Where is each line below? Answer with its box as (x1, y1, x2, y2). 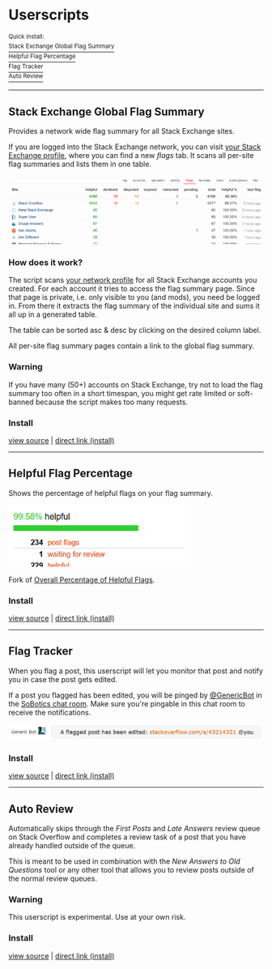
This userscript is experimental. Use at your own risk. (8, 912, 186, 922)
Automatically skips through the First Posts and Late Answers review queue (8, 824, 261, 834)
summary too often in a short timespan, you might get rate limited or (8, 388, 236, 398)
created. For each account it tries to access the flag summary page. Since (8, 284, 255, 293)
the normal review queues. (8, 873, 97, 884)
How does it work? (8, 257, 83, 268)
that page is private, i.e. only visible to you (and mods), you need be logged (8, 292, 261, 302)
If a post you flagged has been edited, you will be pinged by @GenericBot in (8, 690, 263, 700)
